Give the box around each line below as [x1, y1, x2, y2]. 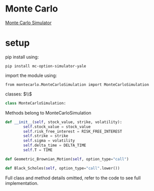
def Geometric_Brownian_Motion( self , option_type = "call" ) [5, 156, 129, 161]
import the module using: [5, 72, 57, 78]
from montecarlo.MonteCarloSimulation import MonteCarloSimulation [5, 82, 149, 87]
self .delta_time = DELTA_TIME [23, 143, 86, 148]
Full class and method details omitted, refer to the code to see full [5, 174, 141, 181]
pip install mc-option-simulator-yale [5, 63, 86, 68]
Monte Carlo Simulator [5, 20, 52, 26]
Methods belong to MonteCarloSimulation [5, 110, 92, 116]
